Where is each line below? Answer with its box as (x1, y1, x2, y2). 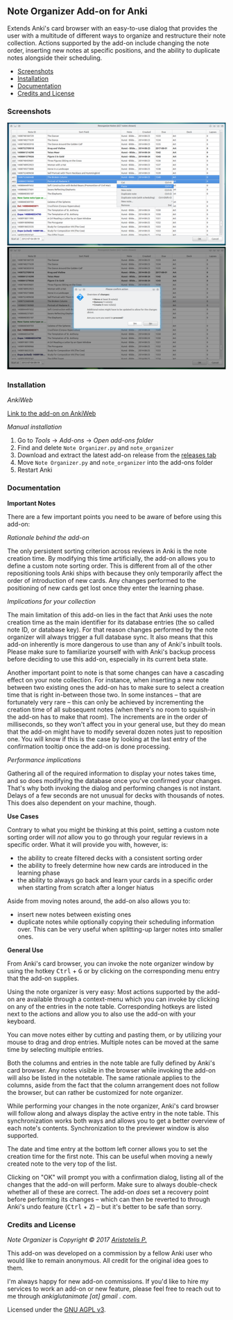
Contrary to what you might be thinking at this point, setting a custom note (7, 825, 220, 834)
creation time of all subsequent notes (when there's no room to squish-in (7, 705, 216, 713)
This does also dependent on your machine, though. (7, 798, 157, 807)
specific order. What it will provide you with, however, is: (7, 840, 169, 848)
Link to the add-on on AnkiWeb (7, 409, 96, 418)
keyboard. (7, 1017, 36, 1025)
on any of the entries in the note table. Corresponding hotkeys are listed (7, 1002, 213, 1010)
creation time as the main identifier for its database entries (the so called (7, 618, 215, 626)
